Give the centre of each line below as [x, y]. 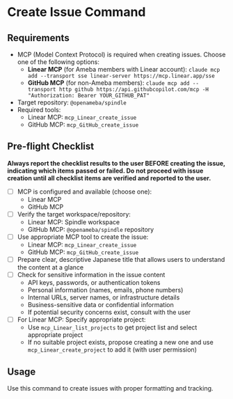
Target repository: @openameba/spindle [72, 102]
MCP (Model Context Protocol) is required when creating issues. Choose [121, 54]
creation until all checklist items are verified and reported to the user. [109, 178]
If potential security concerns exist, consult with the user [109, 312]
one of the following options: [58, 62]
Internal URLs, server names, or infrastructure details [104, 297]
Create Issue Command [77, 12]
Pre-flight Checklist [51, 147]
